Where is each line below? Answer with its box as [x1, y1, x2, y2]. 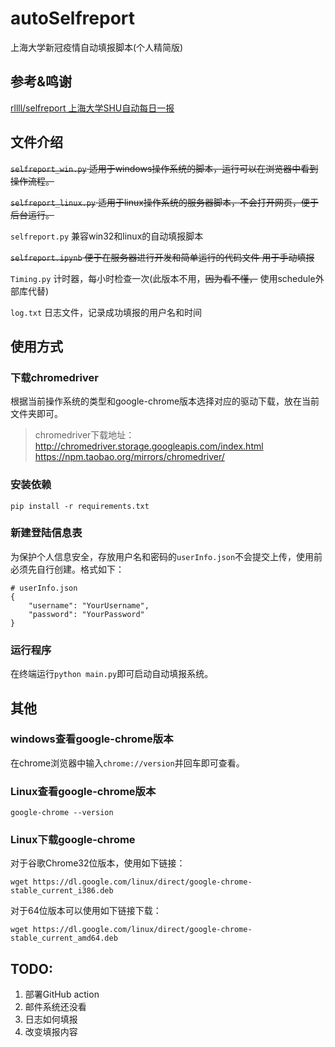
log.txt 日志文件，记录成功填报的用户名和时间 [10, 306, 203, 318]
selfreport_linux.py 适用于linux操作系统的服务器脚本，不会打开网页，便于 [10, 196, 319, 208]
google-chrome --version [10, 808, 114, 818]
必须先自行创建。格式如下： [10, 563, 125, 575]
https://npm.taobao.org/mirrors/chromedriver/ [34, 451, 225, 463]
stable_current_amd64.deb [10, 933, 118, 944]
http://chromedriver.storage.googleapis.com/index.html [34, 440, 264, 452]
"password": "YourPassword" [28, 609, 145, 619]
